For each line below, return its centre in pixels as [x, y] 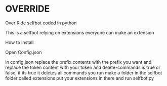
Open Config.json [24, 52]
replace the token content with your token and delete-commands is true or [83, 67]
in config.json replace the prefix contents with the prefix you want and [78, 62]
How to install [19, 42]
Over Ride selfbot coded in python [41, 23]
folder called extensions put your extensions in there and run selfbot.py [80, 78]
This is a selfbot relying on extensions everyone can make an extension [80, 32]
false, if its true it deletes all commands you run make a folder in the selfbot [84, 73]
